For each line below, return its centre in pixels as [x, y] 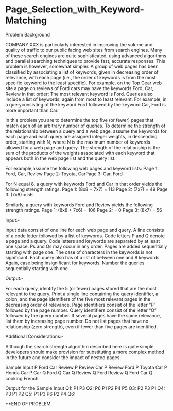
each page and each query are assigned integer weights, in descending [82, 136]
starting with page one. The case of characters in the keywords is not [79, 252]
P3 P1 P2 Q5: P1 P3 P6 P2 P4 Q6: [40, 394]
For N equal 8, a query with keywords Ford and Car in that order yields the [84, 184]
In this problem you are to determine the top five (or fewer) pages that [80, 120]
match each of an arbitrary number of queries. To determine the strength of [85, 126]
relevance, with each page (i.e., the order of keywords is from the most [81, 77]
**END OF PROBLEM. [29, 404]
